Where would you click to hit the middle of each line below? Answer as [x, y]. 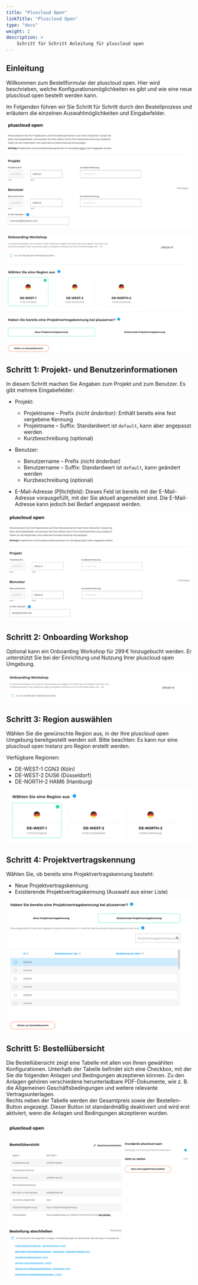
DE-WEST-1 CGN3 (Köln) [45, 769]
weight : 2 [18, 31]
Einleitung [25, 68]
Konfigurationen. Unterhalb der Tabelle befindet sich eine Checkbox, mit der [99, 1069]
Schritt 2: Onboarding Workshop [67, 637]
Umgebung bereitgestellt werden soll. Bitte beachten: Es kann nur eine [92, 740]
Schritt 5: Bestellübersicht [56, 1049]
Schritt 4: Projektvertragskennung [71, 860]
